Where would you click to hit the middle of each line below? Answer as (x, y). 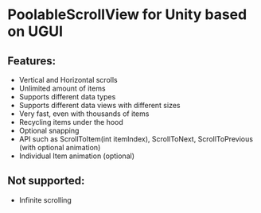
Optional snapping (49, 130)
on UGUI (35, 31)
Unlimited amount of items (62, 88)
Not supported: (46, 181)
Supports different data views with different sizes (99, 105)
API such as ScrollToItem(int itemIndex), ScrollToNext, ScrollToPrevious (136, 139)
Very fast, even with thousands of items (84, 114)
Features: (32, 61)
